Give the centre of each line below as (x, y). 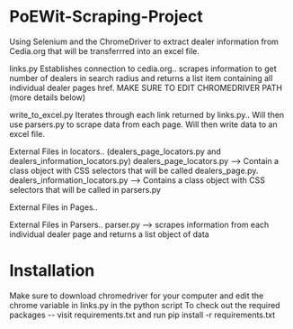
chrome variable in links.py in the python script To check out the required (145, 305)
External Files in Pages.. (54, 207)
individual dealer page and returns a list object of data (109, 234)
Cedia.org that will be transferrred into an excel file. (105, 50)
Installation (52, 271)
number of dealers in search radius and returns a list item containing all (141, 78)
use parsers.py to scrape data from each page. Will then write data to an (144, 124)
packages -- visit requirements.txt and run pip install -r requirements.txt (142, 315)
